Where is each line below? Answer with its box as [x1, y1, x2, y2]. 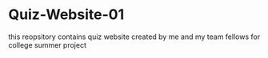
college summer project [8, 40, 86, 49]
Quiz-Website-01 [8, 6, 125, 24]
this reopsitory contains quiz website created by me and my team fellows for [8, 32, 261, 41]
